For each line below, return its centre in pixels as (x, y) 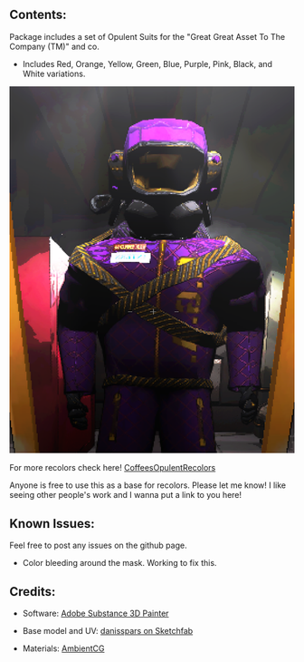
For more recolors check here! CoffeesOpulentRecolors (113, 468)
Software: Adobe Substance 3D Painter (95, 613)
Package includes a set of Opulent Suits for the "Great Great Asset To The (147, 36)
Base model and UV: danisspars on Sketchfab (108, 630)
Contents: (38, 15)
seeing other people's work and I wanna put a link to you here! (126, 495)
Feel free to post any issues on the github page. (98, 545)
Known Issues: (52, 524)
